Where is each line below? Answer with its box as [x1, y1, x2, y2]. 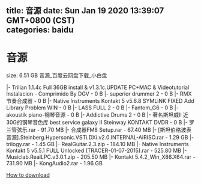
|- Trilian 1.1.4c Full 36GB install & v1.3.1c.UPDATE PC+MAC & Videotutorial [6, 84, 190, 91]
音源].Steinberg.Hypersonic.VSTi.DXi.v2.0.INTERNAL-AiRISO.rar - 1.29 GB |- [6, 134, 194, 141]
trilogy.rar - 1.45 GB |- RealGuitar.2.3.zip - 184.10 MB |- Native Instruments [6, 141, 189, 148]
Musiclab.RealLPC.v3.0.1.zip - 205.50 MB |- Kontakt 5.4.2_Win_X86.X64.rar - [6, 153, 196, 161]
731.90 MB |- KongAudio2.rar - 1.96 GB [6, 160, 103, 167]
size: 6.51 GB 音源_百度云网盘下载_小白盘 [6, 72, 107, 79]
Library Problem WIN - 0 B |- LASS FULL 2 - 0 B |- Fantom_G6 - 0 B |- [6, 104, 179, 111]
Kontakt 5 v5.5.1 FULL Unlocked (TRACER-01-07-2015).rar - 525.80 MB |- [6, 147, 187, 155]
